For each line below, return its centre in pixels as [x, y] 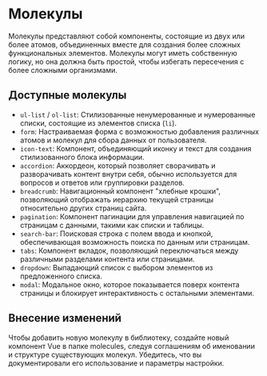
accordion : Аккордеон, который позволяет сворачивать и [118, 166]
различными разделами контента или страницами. [107, 259]
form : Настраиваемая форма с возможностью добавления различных [139, 131]
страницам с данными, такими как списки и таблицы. [112, 225]
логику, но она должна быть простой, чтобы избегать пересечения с [126, 62]
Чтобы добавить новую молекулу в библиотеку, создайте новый [119, 338]
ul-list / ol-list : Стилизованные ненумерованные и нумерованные [137, 114]
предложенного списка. [61, 276]
